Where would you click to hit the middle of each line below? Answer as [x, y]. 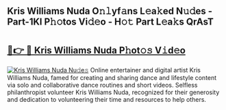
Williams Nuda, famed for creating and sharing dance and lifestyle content [112, 78]
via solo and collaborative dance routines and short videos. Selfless [102, 85]
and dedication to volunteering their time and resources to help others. [107, 99]
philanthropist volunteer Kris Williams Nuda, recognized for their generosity [113, 92]
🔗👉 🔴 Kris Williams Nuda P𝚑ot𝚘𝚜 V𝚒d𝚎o [97, 50]
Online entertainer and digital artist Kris [145, 70]
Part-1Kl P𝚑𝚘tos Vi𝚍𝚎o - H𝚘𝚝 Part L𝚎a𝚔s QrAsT [110, 22]
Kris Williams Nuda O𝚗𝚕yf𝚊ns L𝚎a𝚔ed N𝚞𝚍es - [110, 11]
